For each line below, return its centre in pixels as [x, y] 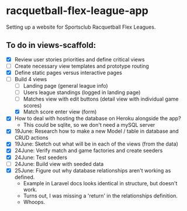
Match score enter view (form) [60, 112]
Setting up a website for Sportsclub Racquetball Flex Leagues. [81, 27]
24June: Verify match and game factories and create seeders [89, 151]
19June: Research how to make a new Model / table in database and [97, 131]
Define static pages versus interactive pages [68, 72]
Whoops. [34, 202]
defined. [25, 177]
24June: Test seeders [41, 157]
